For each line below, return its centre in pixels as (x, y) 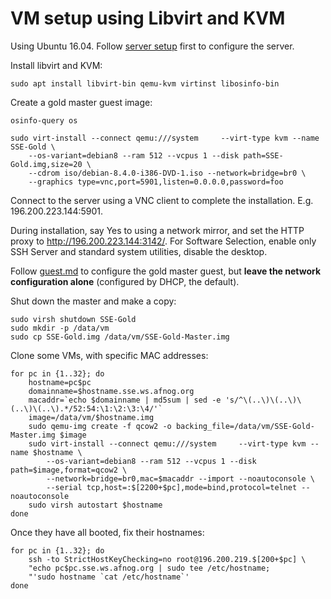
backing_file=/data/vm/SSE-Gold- (245, 426)
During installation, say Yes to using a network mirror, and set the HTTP (157, 230)
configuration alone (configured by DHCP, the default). (125, 281)
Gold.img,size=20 (46, 164)
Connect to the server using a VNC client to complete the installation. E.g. (162, 200)
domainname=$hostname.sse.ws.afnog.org (111, 391)
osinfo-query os (44, 120)
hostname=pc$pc (60, 382)
